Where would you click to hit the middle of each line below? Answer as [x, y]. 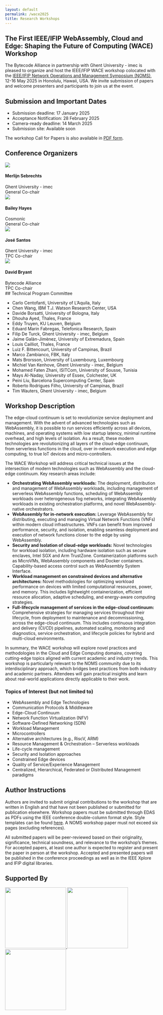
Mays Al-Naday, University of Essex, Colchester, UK [64, 375]
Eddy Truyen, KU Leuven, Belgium [46, 323]
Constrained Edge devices [39, 759]
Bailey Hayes [18, 208]
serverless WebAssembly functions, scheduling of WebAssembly [77, 494]
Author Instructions [36, 790]
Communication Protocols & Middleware [52, 708]
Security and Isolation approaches [46, 754]
